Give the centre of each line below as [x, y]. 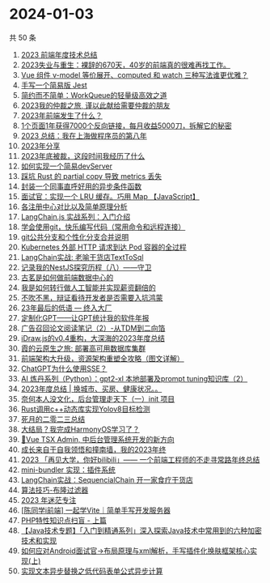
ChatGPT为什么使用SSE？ [64, 368]
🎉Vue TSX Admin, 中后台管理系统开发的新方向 [97, 439]
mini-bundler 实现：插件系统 [68, 470]
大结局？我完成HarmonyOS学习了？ [80, 429]
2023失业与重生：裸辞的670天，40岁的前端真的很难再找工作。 [126, 65]
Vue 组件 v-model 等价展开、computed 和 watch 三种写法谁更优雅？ [135, 74]
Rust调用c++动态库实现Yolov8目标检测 [85, 409]
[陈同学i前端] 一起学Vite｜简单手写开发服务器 [95, 510]
